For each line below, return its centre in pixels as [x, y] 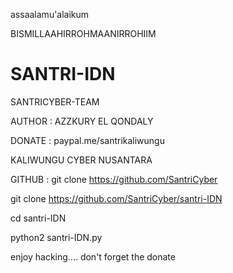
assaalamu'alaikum [50, 14]
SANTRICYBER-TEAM [55, 101]
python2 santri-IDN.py [56, 237]
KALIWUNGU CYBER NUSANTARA [81, 160]
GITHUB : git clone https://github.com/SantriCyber [114, 179]
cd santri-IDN [38, 218]
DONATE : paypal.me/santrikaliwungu [87, 140]
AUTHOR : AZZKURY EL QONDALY [82, 121]
